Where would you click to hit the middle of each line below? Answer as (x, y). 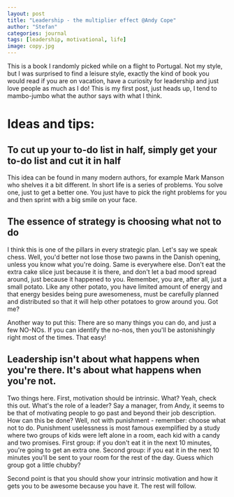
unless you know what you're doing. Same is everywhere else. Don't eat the (116, 264)
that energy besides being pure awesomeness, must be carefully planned (113, 294)
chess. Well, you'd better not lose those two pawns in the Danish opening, (114, 257)
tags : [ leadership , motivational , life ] (67, 40)
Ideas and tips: (51, 124)
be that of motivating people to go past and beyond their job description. (112, 412)
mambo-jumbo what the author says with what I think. (85, 96)
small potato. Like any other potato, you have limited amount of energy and (115, 287)
